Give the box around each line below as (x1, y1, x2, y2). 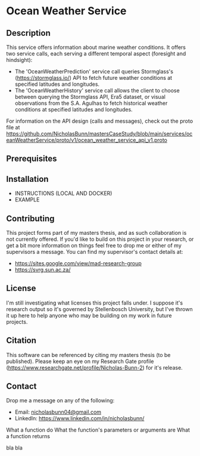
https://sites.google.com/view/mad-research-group (14, 260, 142, 267)
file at (6, 124, 20, 131)
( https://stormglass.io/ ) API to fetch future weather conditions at (14, 75, 173, 81)
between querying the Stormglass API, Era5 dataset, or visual (14, 94, 165, 100)
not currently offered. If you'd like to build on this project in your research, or (6, 235, 194, 243)
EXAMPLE (14, 196, 40, 203)
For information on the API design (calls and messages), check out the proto (6, 117, 193, 125)
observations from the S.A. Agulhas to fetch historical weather (14, 100, 168, 107)
